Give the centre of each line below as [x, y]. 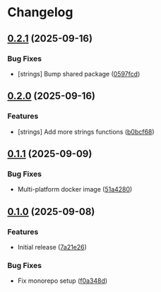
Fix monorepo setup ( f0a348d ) [62, 281]
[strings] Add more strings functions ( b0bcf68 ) [86, 132]
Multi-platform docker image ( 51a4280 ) [75, 189]
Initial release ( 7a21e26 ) [52, 247]
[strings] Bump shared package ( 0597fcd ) [79, 74]
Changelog [40, 12]
